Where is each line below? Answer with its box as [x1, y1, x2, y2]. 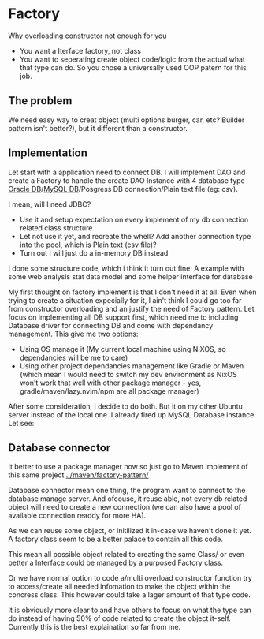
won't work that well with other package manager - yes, [19, 378, 202, 387]
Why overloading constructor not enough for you [8, 31, 167, 40]
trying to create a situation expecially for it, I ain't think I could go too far [8, 295, 242, 305]
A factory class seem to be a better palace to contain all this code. [8, 534, 223, 544]
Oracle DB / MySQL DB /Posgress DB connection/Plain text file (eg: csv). [8, 184, 238, 193]
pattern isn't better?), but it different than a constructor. [8, 123, 188, 133]
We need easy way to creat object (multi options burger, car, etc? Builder [8, 115, 245, 125]
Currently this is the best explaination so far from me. [8, 622, 181, 632]
